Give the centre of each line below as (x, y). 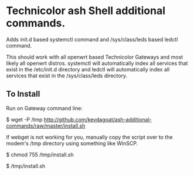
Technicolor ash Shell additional (86, 11)
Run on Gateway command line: (45, 108)
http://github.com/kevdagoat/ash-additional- (98, 119)
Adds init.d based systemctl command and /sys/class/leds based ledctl (92, 39)
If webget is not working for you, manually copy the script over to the (89, 137)
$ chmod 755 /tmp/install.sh (40, 155)
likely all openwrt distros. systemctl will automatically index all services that (97, 63)
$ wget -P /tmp (24, 119)
